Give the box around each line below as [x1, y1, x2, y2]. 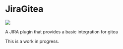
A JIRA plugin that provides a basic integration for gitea [5, 28, 118, 35]
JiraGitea [5, 3, 44, 15]
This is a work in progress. [5, 38, 60, 44]
